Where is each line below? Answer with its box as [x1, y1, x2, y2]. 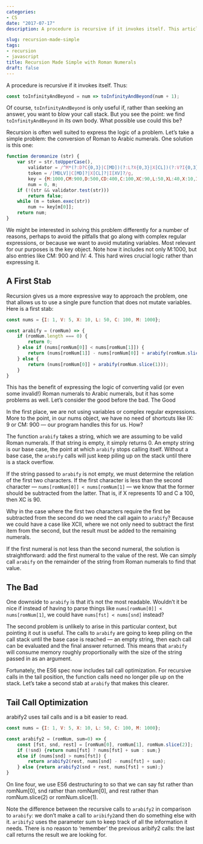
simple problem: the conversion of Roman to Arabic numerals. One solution [6, 135, 193, 142]
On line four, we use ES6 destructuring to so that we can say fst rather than [6, 781, 193, 788]
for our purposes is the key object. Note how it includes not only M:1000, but [6, 245, 197, 253]
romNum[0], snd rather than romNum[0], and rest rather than [6, 787, 159, 794]
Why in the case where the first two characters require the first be [6, 508, 171, 515]
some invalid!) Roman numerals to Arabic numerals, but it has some [6, 390, 174, 397]
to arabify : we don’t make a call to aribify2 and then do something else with [6, 812, 196, 819]
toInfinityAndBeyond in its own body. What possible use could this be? [6, 117, 182, 124]
